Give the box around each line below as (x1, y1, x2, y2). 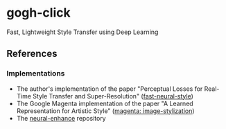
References (6, 48, 58, 60)
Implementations (6, 69, 65, 78)
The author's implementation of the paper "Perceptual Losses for (16, 85, 203, 93)
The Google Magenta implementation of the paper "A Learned (16, 99, 193, 108)
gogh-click (6, 5, 71, 21)
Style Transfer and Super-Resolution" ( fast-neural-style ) (33, 92, 193, 100)
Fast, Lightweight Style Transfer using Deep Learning (6, 28, 159, 36)
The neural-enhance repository (16, 114, 106, 122)
